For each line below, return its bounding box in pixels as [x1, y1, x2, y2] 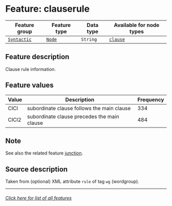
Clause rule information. [5, 66, 56, 72]
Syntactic [8, 36, 32, 42]
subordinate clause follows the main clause [27, 105, 131, 112]
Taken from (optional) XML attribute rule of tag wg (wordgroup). [5, 178, 140, 185]
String [81, 36, 97, 42]
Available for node [114, 21, 160, 29]
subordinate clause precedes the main [27, 113, 119, 120]
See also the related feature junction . [5, 150, 83, 156]
